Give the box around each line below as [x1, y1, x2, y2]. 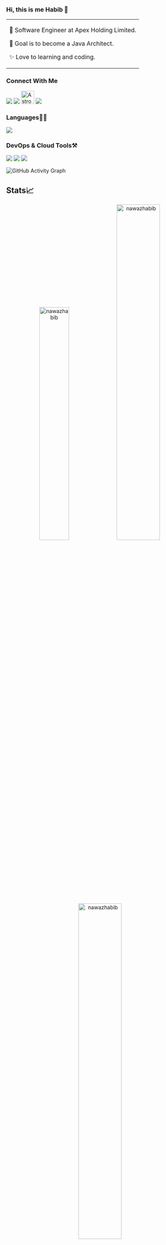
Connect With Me [6, 77, 58, 85]
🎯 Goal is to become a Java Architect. [9, 39, 114, 48]
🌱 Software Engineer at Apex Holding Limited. [9, 26, 137, 35]
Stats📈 [6, 185, 35, 195]
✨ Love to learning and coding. [9, 53, 96, 62]
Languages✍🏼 [6, 113, 48, 121]
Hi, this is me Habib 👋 [6, 5, 68, 14]
